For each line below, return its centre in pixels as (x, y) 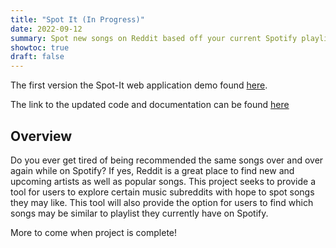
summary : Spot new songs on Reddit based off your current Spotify (154, 38)
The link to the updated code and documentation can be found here (150, 105)
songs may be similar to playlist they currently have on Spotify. (139, 213)
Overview (41, 136)
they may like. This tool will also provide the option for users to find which (162, 202)
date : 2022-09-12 (46, 29)
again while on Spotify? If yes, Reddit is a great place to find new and (152, 170)
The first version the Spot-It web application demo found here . (139, 85)
